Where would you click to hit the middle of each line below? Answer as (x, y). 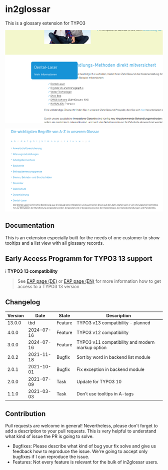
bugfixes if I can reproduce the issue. (51, 457)
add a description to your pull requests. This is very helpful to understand (81, 431)
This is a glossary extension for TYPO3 (45, 23)
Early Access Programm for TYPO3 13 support (79, 259)
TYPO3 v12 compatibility (103, 332)
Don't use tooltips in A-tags (105, 394)
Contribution (25, 414)
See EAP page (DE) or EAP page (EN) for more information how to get (89, 281)
